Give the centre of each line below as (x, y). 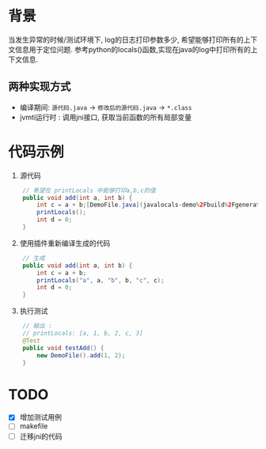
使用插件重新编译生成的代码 (65, 243)
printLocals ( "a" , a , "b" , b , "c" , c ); (101, 280)
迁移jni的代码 (41, 436)
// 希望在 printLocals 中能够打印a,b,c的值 (89, 191)
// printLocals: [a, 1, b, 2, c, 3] (83, 334)
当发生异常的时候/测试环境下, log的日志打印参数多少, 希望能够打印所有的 (126, 40)
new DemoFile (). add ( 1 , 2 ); (81, 355)
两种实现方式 (40, 87)
